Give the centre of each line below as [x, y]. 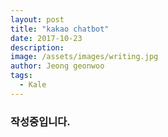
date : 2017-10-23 [46, 38]
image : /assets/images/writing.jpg [84, 57]
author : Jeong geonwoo [57, 66]
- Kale [33, 85]
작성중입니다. [40, 121]
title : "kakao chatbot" [60, 29]
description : [37, 47]
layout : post [37, 19]
